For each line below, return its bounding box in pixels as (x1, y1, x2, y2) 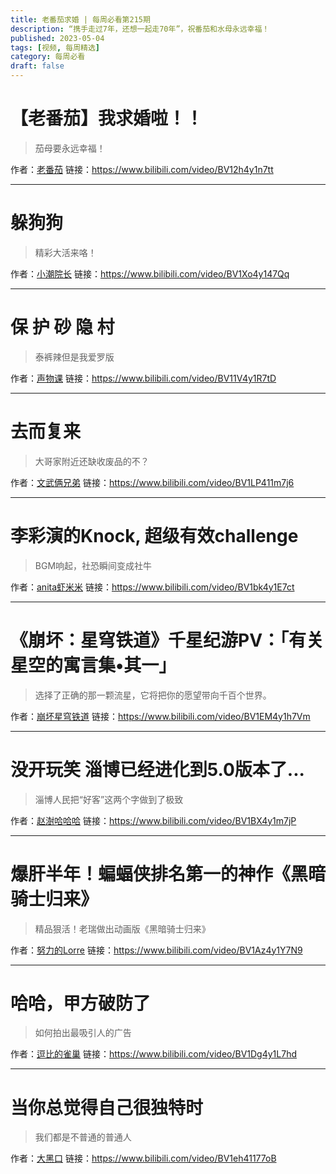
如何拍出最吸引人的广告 (34, 1027, 132, 1039)
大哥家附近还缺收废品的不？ (34, 455, 150, 467)
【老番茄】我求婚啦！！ (10, 107, 204, 130)
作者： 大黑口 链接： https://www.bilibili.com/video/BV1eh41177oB (10, 1152, 277, 1165)
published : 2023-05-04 (10, 33, 105, 43)
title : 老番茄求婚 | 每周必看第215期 (10, 14, 151, 25)
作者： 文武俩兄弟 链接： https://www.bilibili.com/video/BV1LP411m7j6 (10, 476, 295, 488)
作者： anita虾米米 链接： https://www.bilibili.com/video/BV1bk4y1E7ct (10, 581, 295, 593)
